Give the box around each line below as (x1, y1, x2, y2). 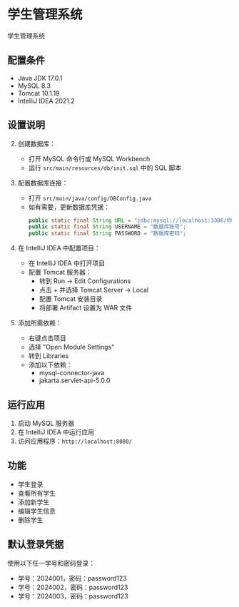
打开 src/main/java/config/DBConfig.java (28, 193, 152, 202)
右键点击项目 (28, 334, 66, 342)
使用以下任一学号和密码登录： (7, 558, 95, 567)
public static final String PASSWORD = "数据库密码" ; (28, 230, 187, 238)
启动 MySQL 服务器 (17, 419, 75, 427)
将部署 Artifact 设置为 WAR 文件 (39, 304, 133, 312)
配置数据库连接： (17, 178, 68, 187)
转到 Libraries (28, 352, 69, 360)
